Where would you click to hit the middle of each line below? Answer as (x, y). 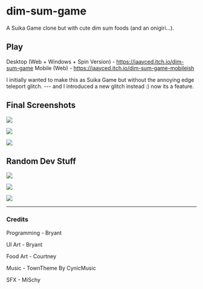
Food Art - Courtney (31, 256)
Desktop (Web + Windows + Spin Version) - (61, 61)
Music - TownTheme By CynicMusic (51, 268)
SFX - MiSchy (24, 279)
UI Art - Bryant (24, 244)
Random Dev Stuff (41, 161)
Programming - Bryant (34, 233)
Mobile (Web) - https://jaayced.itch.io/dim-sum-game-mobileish (114, 68)
